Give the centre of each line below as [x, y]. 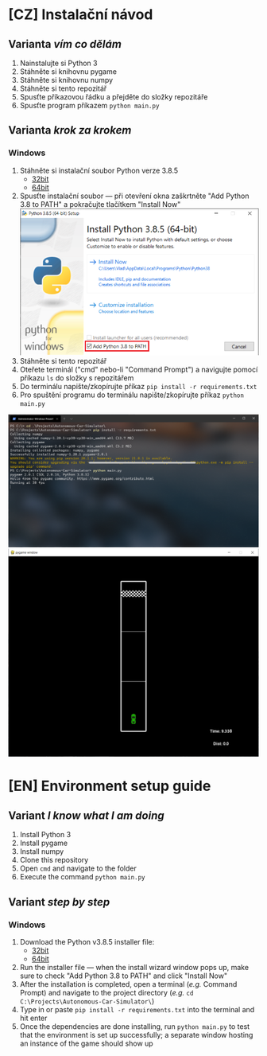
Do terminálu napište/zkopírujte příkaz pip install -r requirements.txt [138, 387]
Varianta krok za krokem [70, 130]
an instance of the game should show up [86, 1043]
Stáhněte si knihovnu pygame [68, 72]
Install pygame [44, 843]
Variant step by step [59, 902]
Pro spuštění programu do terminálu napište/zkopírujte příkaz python [132, 395]
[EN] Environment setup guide [110, 786]
